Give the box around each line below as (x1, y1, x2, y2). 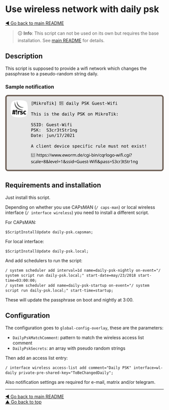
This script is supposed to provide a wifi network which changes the (5, 65, 147, 71)
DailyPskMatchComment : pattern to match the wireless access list (12, 334, 144, 340)
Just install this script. (5, 194, 51, 200)
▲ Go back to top (5, 398, 42, 405)
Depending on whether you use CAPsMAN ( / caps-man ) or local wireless (5, 204, 155, 210)
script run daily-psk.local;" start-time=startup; (5, 288, 114, 293)
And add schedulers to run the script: (5, 257, 83, 263)
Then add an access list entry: (5, 355, 68, 361)
